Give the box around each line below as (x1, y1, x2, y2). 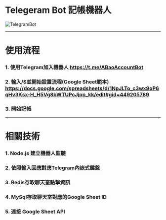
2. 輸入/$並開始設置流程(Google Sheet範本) (5, 78, 109, 85)
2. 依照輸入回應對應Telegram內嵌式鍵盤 (5, 164, 100, 171)
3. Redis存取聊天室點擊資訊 (5, 179, 71, 186)
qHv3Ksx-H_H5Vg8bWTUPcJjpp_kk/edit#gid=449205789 (5, 91, 150, 98)
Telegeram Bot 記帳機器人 (5, 4, 112, 16)
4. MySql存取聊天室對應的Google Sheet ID (5, 194, 107, 201)
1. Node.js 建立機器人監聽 (5, 150, 66, 157)
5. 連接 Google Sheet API (5, 208, 65, 215)
